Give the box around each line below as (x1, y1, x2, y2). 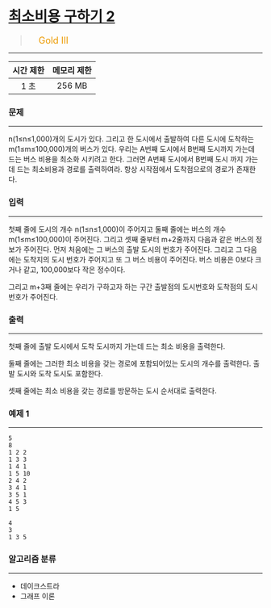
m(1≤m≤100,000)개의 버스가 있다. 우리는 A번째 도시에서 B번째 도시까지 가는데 (8, 145, 256, 154)
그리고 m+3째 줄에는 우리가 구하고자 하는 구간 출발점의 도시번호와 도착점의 (8, 282, 244, 291)
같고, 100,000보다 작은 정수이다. (23, 264, 126, 275)
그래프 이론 (19, 591, 56, 601)
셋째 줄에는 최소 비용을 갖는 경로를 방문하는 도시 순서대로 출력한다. (8, 386, 217, 396)
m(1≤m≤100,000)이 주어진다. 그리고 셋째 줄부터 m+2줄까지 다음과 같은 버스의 (8, 234, 254, 244)
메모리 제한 (52, 65, 93, 77)
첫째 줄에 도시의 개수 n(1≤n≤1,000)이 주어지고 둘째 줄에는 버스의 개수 (8, 224, 227, 234)
